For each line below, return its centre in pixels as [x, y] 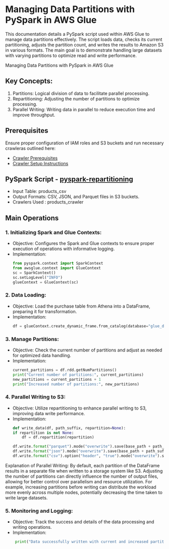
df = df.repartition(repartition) [58, 437]
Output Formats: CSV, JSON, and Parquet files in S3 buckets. [76, 197]
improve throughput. [34, 115]
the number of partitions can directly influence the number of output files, [82, 476]
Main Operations [32, 218]
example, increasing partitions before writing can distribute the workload [81, 487]
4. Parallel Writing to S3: [35, 397]
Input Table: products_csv [39, 191]
